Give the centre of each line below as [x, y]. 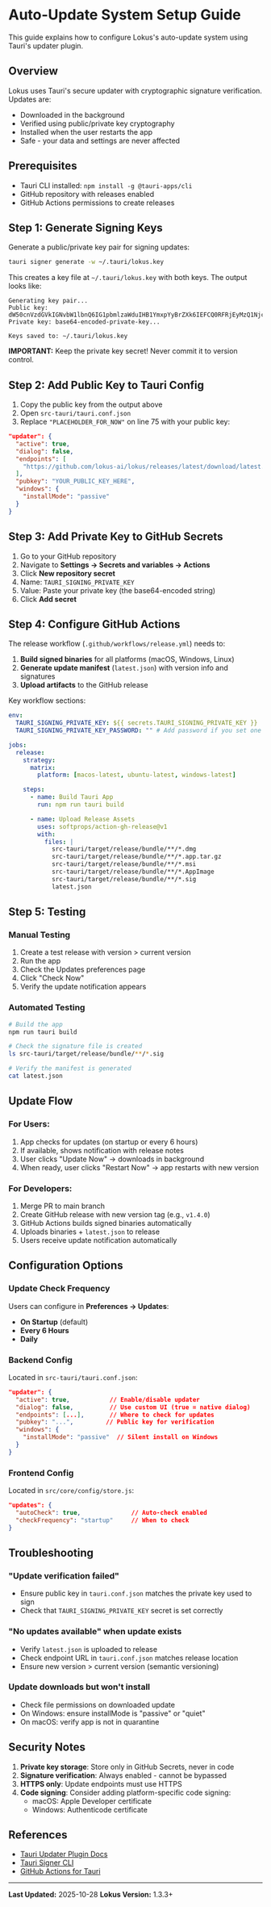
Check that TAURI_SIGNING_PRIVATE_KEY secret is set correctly [121, 1611]
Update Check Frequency [59, 1289]
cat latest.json [35, 1076]
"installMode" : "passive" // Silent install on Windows [121, 1437]
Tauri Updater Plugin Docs [64, 1855]
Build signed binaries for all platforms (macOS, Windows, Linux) [127, 659]
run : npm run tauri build [81, 805]
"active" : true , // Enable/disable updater [108, 1399]
